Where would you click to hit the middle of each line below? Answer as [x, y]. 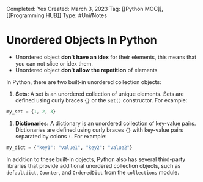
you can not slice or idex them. [54, 63]
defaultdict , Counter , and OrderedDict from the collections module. [93, 172]
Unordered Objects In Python [82, 40]
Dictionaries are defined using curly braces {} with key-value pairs [99, 130]
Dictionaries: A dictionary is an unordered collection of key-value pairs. [105, 123]
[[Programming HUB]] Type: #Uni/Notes [57, 15]
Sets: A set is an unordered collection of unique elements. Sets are [100, 94]
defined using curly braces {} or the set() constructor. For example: [101, 100]
